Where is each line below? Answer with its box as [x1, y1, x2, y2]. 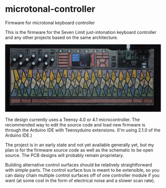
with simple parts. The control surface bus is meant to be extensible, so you [5, 167, 160, 173]
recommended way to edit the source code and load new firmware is [5, 122, 146, 127]
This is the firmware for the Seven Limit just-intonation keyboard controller [5, 29, 157, 35]
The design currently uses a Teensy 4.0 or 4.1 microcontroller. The [5, 117, 140, 123]
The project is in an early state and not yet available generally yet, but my [5, 142, 154, 148]
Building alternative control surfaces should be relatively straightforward [5, 161, 152, 168]
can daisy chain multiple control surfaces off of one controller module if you [5, 172, 160, 178]
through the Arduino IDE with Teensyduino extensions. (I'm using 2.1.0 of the [5, 127, 161, 133]
